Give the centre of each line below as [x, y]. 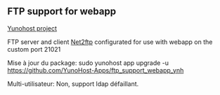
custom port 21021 [34, 49]
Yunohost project [32, 28]
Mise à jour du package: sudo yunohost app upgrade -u [88, 63]
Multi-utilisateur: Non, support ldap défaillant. [73, 84]
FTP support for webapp [62, 12]
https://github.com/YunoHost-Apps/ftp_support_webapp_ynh [96, 70]
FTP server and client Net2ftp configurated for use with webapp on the [110, 42]
